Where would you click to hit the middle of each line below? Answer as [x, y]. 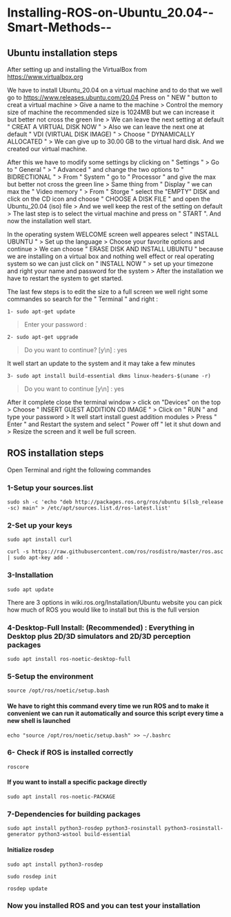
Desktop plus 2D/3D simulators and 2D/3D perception [99, 636]
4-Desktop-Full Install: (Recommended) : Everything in [101, 628]
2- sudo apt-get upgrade [43, 337]
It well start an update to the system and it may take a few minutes [101, 363]
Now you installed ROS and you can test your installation [104, 906]
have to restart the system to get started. [65, 278]
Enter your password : [56, 325]
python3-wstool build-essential [84, 834]
